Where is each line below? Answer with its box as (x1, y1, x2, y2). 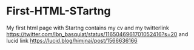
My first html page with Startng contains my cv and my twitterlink (6, 24, 170, 31)
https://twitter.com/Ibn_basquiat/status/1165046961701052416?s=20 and (6, 30, 189, 37)
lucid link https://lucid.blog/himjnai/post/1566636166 (6, 37, 138, 44)
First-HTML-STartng (6, 4, 111, 18)
